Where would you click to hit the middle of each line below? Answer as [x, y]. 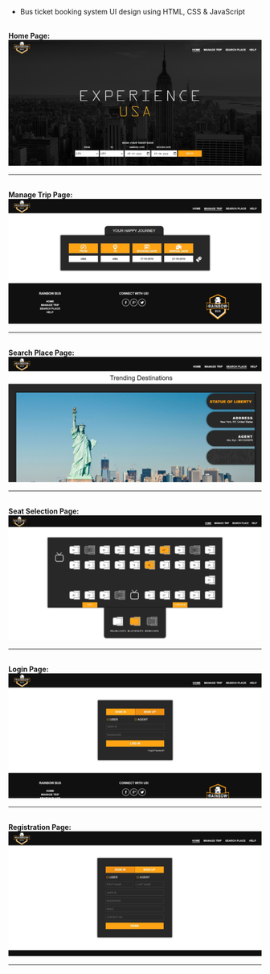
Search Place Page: [41, 353]
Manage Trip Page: [41, 194]
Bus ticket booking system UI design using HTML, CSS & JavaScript [132, 12]
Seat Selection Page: [44, 511]
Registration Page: [40, 827]
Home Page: [29, 36]
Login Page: [29, 669]
